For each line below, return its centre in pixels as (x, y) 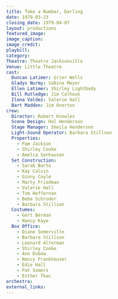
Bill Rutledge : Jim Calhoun (46, 94)
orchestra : (19, 281)
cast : (13, 72)
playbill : (18, 50)
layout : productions (32, 28)
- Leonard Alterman (41, 243)
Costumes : (23, 210)
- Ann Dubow (31, 254)
